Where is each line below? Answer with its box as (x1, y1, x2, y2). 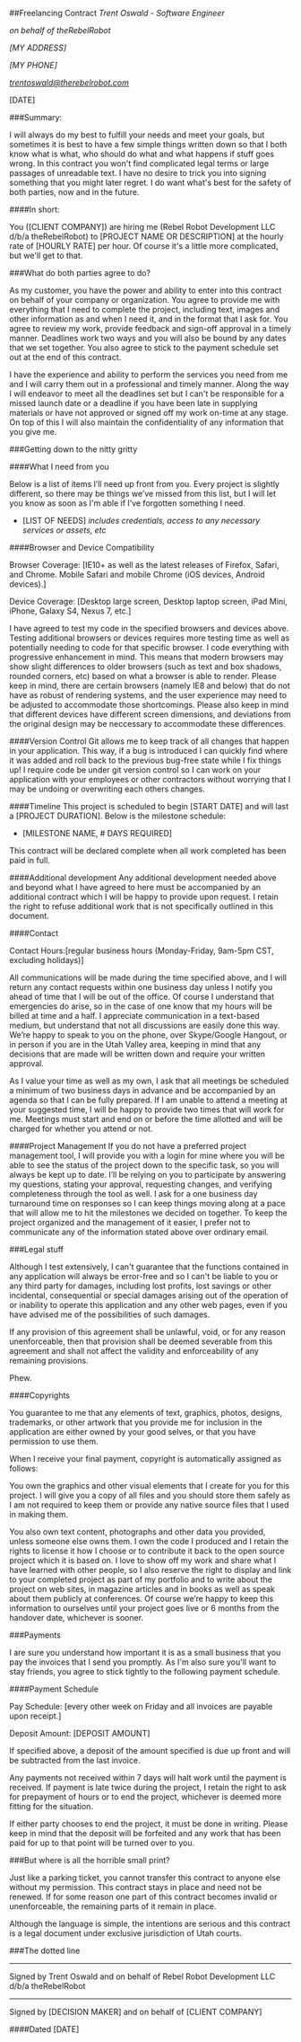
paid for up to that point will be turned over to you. (9, 1837, 195, 1848)
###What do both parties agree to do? (9, 268, 150, 278)
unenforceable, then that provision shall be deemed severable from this (9, 1336, 273, 1347)
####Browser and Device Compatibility (9, 543, 155, 552)
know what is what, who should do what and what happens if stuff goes (9, 148, 275, 159)
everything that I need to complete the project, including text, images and (9, 305, 280, 314)
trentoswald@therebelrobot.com (9, 77, 130, 88)
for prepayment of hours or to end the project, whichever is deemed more (9, 1791, 282, 1802)
